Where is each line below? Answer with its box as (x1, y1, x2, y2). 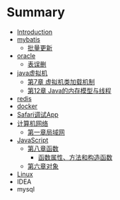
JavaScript (16, 136, 49, 144)
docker (16, 102, 38, 110)
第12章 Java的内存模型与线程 (27, 86, 112, 95)
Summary (6, 4, 65, 20)
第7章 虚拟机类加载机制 (27, 77, 95, 86)
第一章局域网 (27, 128, 65, 136)
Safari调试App (16, 110, 59, 119)
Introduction (16, 28, 53, 36)
